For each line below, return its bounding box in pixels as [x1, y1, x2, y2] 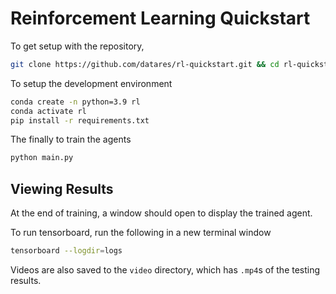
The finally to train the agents [10, 133, 132, 146]
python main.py [10, 153, 74, 163]
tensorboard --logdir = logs [10, 246, 123, 256]
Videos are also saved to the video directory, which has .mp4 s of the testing [10, 264, 321, 276]
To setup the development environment [10, 77, 173, 89]
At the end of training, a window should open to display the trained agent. [10, 207, 313, 219]
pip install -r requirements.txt [10, 115, 150, 126]
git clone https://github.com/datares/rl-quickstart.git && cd [10, 59, 280, 69]
